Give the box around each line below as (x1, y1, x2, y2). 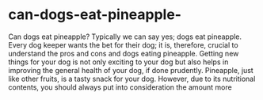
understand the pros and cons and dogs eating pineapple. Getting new (8, 48, 239, 58)
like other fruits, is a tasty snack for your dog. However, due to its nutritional (8, 74, 256, 83)
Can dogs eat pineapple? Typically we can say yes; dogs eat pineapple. (8, 32, 242, 41)
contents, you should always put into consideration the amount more (8, 82, 232, 92)
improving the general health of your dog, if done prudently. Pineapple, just (8, 65, 253, 75)
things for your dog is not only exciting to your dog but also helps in (8, 57, 229, 67)
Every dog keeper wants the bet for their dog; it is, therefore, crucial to (8, 40, 239, 49)
